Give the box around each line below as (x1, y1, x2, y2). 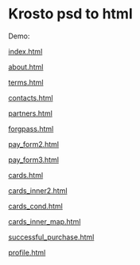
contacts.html (8, 93, 53, 102)
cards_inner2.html (8, 185, 68, 196)
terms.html (8, 77, 44, 87)
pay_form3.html (8, 155, 60, 164)
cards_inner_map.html (8, 216, 81, 226)
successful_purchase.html (8, 232, 95, 242)
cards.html (8, 170, 44, 180)
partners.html (8, 109, 53, 118)
